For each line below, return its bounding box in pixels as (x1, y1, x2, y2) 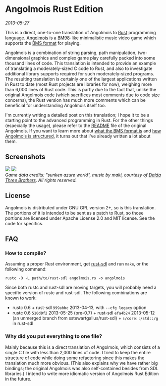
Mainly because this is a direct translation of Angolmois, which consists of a (5, 344, 160, 350)
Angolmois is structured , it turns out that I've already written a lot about (5, 133, 151, 139)
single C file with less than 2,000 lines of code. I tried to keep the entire (5, 349, 151, 355)
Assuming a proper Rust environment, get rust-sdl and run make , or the (5, 261, 149, 267)
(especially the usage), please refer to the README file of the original (5, 123, 147, 129)
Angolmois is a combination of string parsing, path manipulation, (5, 50, 137, 56)
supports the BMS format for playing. (5, 40, 81, 46)
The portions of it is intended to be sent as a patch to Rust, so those (5, 210, 144, 216)
